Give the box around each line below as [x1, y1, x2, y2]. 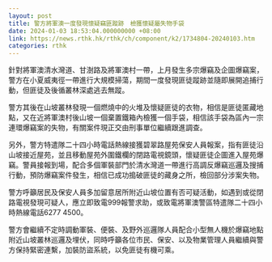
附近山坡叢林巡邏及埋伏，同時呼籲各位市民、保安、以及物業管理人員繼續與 [8, 235, 257, 245]
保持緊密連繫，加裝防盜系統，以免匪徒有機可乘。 [15, 245, 179, 255]
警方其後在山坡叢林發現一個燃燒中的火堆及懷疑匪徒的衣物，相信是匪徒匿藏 [8, 103, 257, 112]
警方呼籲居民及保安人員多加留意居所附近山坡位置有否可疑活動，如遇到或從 [8, 188, 257, 197]
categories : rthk [8, 42, 67, 50]
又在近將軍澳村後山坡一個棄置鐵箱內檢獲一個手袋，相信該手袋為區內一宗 [22, 112, 264, 122]
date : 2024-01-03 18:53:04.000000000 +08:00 [8, 27, 161, 35]
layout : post [8, 11, 53, 20]
